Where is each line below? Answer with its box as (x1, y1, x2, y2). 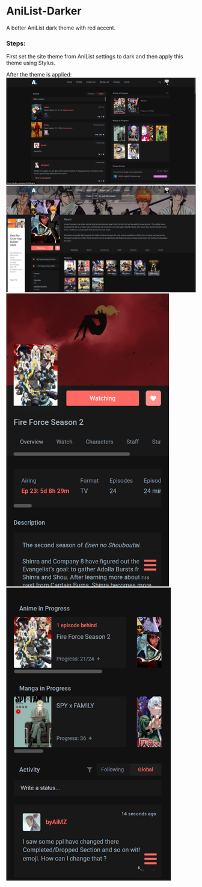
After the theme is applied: (6, 71, 72, 78)
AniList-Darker (6, 4, 82, 18)
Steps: (6, 39, 26, 48)
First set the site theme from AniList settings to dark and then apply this (6, 53, 183, 60)
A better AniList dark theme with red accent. (6, 24, 116, 31)
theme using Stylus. (6, 59, 56, 67)
